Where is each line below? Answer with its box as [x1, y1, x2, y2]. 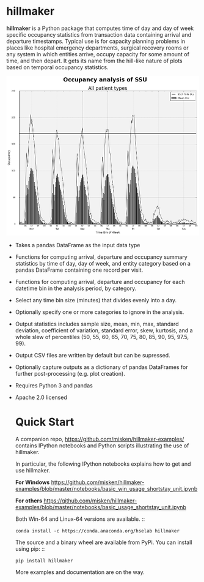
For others [15, 497, 43, 504]
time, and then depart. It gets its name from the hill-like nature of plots [6, 57, 183, 64]
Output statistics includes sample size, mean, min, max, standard [15, 320, 179, 328]
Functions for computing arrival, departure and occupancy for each [15, 278, 185, 286]
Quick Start [15, 415, 75, 429]
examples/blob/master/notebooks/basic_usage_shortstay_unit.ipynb [15, 504, 186, 510]
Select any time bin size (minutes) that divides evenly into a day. [15, 297, 177, 304]
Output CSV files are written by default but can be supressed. [15, 352, 170, 359]
